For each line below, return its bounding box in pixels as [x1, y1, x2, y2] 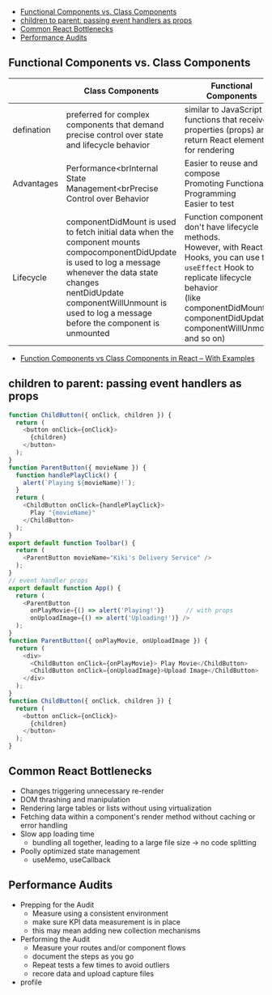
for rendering [185, 144, 235, 155]
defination [12, 124, 51, 135]
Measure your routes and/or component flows [32, 942, 186, 952]
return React [185, 134, 232, 145]
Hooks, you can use [185, 251, 261, 262]
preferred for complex [66, 108, 150, 120]
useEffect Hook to [185, 262, 254, 273]
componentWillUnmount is [66, 297, 168, 308]
